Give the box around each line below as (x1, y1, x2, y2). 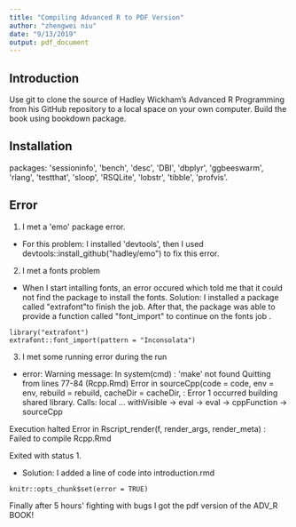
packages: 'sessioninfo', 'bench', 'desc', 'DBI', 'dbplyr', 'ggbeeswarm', (9, 162, 264, 173)
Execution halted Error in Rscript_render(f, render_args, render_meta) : (9, 423, 266, 434)
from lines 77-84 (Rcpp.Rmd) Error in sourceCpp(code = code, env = (21, 378, 275, 388)
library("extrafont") (9, 328, 90, 337)
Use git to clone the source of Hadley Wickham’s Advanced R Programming (9, 94, 285, 105)
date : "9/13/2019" (9, 29, 77, 38)
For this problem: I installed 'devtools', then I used (21, 238, 204, 249)
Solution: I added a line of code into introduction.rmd (21, 467, 215, 478)
